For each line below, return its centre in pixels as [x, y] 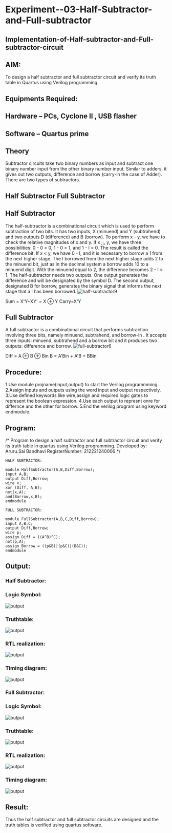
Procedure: [24, 372]
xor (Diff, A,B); [24, 488]
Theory [17, 151]
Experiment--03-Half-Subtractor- [79, 10]
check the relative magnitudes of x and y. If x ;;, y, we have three [73, 242]
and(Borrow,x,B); [24, 497]
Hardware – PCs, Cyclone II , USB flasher [71, 116]
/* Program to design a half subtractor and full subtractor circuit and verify [84, 441]
